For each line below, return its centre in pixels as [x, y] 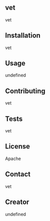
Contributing [25, 91]
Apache [13, 158]
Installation [23, 36]
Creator [17, 202]
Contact [18, 174]
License [18, 146]
